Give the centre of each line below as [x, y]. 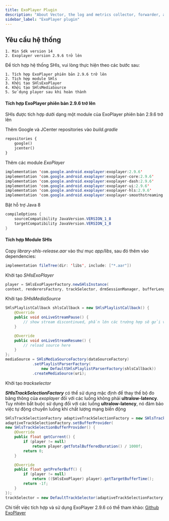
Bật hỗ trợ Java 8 [23, 205]
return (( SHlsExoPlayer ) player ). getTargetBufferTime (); [93, 479]
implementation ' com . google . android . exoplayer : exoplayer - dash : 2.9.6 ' [80, 181]
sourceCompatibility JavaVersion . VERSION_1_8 [63, 219]
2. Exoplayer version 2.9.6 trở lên [44, 56]
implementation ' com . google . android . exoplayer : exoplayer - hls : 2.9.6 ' [78, 191]
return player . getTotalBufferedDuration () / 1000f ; [87, 446]
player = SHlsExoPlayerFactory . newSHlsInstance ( [57, 284]
